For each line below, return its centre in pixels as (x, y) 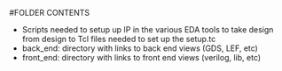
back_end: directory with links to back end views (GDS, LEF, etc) (140, 48)
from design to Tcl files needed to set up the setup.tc (119, 39)
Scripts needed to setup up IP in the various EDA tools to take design (148, 29)
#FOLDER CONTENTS (50, 13)
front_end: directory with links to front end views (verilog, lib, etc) (141, 57)
